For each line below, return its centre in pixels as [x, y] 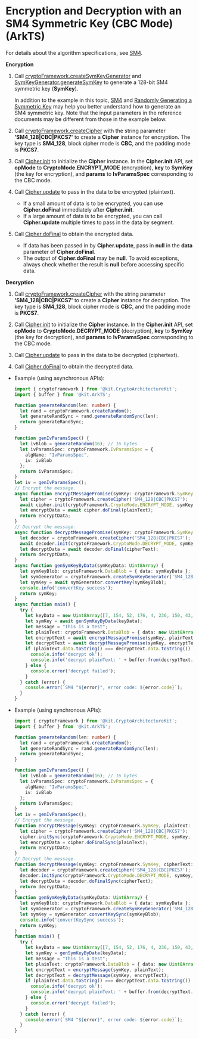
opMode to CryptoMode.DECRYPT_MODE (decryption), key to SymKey [103, 331]
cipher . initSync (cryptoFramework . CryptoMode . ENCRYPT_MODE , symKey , [105, 837]
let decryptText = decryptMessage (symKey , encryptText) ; [97, 975]
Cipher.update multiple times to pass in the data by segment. [98, 222]
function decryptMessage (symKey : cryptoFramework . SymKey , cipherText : [104, 865]
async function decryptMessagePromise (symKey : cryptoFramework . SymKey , [105, 532]
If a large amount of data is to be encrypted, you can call [93, 216]
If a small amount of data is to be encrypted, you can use [93, 203]
